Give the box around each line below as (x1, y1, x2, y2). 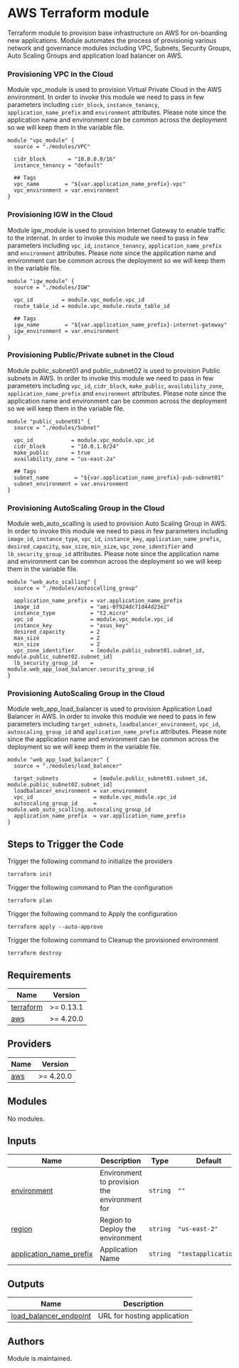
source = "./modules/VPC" (14, 143, 91, 150)
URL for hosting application (97, 1311, 189, 1321)
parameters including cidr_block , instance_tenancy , (7, 101, 160, 109)
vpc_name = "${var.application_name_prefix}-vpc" (14, 180, 186, 188)
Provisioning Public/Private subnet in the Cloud (7, 350, 174, 360)
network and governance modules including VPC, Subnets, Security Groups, (7, 43, 232, 52)
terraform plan (7, 897, 53, 905)
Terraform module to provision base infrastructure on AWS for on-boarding (7, 29, 228, 37)
